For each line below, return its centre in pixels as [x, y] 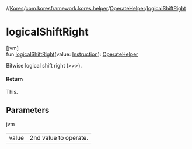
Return [15, 79]
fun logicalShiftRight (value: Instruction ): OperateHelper [72, 54]
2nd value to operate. [59, 137]
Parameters [28, 110]
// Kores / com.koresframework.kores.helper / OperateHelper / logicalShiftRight [96, 8]
